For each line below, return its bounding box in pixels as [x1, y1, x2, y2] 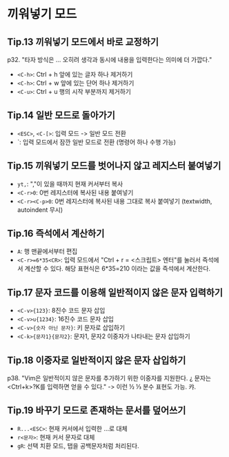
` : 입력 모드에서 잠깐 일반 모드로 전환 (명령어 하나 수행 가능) [17, 137, 177, 146]
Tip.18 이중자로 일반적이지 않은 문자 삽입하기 [7, 354, 186, 366]
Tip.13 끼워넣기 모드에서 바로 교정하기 [7, 36, 159, 48]
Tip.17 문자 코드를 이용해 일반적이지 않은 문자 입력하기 [7, 286, 223, 298]
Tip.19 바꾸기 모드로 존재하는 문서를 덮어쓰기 [7, 405, 186, 416]
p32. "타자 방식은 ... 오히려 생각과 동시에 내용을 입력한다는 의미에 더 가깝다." [7, 56, 212, 64]
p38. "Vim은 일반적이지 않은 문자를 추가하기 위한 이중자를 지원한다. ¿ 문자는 [7, 374, 212, 382]
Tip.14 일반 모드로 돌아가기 [7, 110, 116, 121]
